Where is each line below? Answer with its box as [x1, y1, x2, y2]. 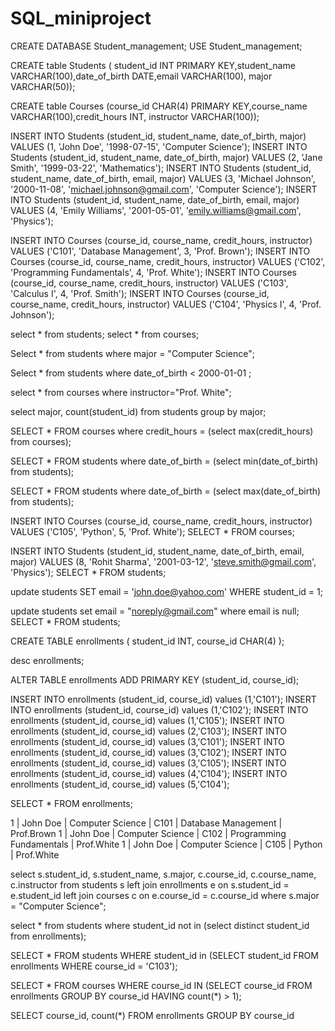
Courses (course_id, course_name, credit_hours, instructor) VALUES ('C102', [10, 255, 326, 267]
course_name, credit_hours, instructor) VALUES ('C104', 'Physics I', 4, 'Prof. [10, 298, 322, 310]
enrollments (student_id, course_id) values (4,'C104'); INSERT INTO [10, 767, 288, 779]
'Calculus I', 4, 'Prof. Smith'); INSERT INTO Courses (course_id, [10, 287, 270, 299]
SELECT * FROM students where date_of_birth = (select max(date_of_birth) [10, 485, 322, 497]
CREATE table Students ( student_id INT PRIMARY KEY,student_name [10, 59, 296, 71]
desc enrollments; [10, 654, 85, 666]
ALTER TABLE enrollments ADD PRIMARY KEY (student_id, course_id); [10, 673, 300, 686]
